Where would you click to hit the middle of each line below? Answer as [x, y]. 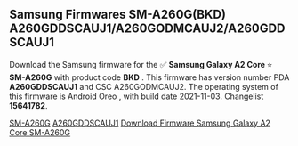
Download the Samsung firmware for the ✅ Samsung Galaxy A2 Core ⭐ [141, 64]
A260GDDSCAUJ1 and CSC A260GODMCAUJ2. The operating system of [144, 86]
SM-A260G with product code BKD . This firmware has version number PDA [149, 77]
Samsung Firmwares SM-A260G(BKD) [118, 15]
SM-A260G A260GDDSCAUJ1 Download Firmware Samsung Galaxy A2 [140, 123]
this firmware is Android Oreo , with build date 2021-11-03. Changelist [137, 96]
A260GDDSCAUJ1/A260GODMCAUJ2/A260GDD [148, 29]
